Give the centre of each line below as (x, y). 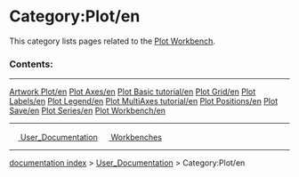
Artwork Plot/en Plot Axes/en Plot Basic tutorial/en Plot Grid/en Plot (133, 92)
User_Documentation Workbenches (91, 137)
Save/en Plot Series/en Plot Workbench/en (88, 111)
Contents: (31, 64)
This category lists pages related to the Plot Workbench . (113, 41)
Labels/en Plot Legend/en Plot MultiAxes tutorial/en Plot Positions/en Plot (144, 101)
